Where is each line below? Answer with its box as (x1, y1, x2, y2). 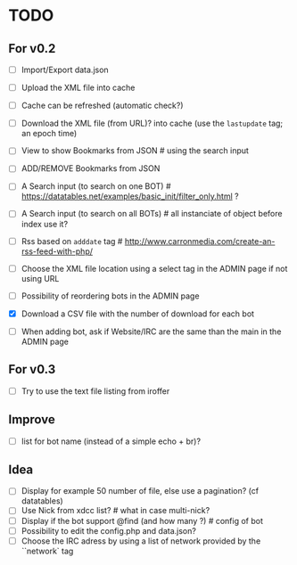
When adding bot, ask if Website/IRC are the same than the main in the (21, 326, 282, 337)
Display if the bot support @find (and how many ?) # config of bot (21, 515, 264, 526)
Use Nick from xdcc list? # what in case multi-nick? (21, 505, 210, 516)
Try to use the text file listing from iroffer (21, 385, 170, 397)
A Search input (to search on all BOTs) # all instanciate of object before (21, 209, 283, 219)
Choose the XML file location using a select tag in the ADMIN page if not (21, 263, 288, 274)
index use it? (21, 218, 69, 229)
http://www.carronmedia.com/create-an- (124, 235, 276, 246)
